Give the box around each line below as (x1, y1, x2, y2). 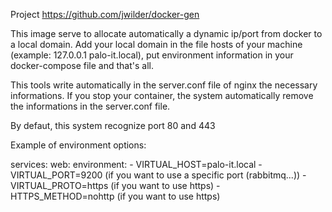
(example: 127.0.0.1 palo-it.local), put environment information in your (10, 49, 294, 61)
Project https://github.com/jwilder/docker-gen (10, 9, 200, 20)
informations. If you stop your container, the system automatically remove (10, 90, 314, 101)
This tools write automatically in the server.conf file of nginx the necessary (10, 79, 318, 91)
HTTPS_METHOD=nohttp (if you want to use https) (10, 190, 221, 202)
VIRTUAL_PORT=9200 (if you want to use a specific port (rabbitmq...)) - (10, 169, 307, 181)
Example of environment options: (10, 139, 147, 151)
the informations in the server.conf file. (10, 100, 171, 112)
